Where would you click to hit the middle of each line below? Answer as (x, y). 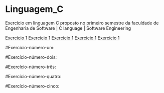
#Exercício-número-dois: (31, 57)
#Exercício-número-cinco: (32, 86)
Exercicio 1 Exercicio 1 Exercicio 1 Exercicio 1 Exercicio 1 (62, 38)
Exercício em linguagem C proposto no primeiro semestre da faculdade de (82, 23)
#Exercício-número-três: (31, 67)
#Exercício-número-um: (30, 47)
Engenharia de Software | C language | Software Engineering (68, 28)
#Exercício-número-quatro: (33, 76)
